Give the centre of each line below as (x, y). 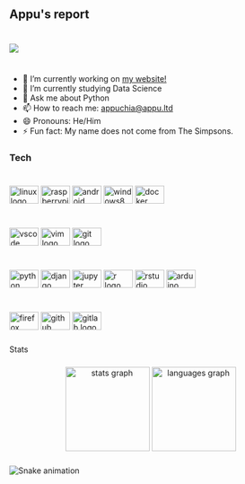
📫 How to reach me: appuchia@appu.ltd (97, 108)
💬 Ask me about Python (66, 98)
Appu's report (49, 15)
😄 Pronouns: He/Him (61, 121)
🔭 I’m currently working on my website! (95, 79)
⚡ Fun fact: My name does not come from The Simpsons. (127, 131)
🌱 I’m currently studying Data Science (92, 89)
